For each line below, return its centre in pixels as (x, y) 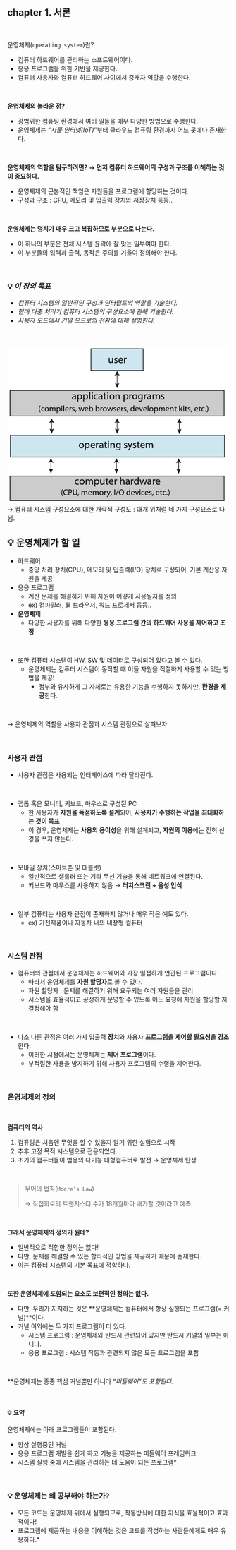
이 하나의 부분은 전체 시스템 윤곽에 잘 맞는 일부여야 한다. (94, 244)
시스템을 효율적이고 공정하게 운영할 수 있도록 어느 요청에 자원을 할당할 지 (128, 999)
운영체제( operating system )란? (51, 44)
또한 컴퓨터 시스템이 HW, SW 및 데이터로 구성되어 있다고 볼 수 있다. (110, 660)
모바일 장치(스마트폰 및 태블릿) (60, 867)
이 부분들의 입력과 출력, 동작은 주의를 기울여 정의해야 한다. (97, 252)
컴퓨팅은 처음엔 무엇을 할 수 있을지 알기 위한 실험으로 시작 (97, 1143)
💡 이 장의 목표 (29, 286)
